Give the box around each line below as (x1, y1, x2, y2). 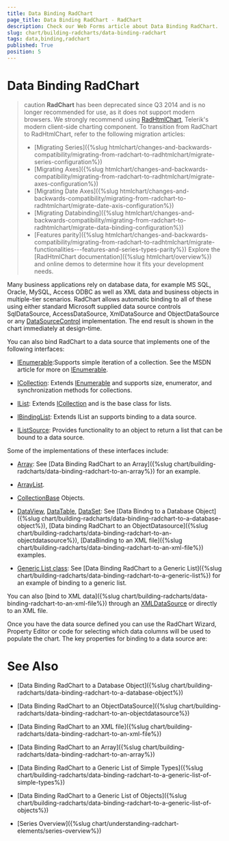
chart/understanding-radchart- (92, 819, 179, 827)
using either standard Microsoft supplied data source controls (7, 302, 181, 310)
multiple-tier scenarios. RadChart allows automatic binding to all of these (7, 295, 213, 303)
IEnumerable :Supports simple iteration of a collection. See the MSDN (16, 358, 211, 366)
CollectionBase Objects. (16, 494, 85, 502)
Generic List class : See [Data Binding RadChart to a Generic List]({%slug (16, 564, 222, 572)
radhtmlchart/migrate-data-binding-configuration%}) (33, 223, 185, 231)
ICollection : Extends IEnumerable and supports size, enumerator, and (16, 378, 212, 387)
